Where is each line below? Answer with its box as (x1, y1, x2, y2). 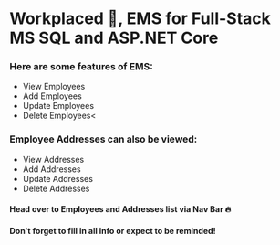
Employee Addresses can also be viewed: (9, 133, 198, 145)
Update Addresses (22, 173, 94, 184)
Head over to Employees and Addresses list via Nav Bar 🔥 (9, 204, 232, 215)
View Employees (22, 81, 86, 92)
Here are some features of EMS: (9, 60, 153, 73)
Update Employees (22, 101, 94, 112)
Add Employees (22, 91, 82, 101)
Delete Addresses (22, 183, 90, 194)
